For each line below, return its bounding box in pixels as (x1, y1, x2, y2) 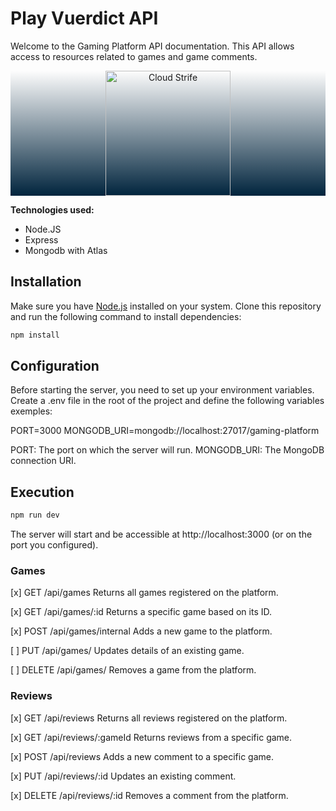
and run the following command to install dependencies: (10, 310, 242, 322)
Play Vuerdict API (10, 7, 159, 30)
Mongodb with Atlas (24, 244, 108, 256)
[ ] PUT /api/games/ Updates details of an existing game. (10, 645, 245, 657)
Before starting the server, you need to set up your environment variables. (10, 384, 315, 396)
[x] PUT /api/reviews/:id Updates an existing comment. (10, 770, 237, 782)
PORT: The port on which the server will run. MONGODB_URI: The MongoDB (10, 444, 325, 456)
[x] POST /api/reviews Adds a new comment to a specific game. (10, 750, 274, 762)
